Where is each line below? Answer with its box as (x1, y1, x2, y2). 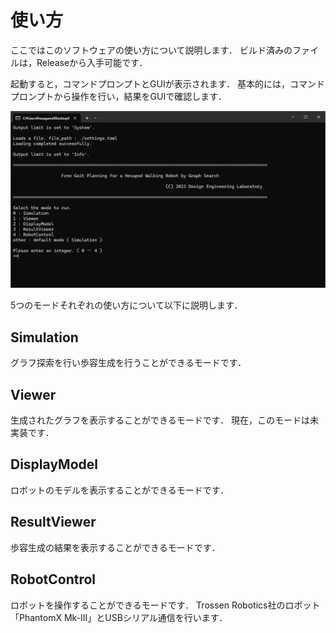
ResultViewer (10, 514, 97, 531)
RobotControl (10, 571, 97, 588)
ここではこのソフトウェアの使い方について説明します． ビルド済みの (10, 44, 293, 56)
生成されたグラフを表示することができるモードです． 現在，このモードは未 (10, 414, 320, 426)
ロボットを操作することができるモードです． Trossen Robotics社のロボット (10, 599, 321, 611)
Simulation (10, 329, 79, 346)
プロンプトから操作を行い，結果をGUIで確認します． (10, 90, 227, 102)
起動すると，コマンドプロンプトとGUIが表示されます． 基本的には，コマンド (10, 77, 326, 90)
